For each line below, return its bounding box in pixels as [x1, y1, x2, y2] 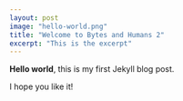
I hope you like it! [9, 81, 74, 92]
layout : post [9, 13, 59, 23]
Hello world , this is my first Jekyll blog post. [9, 64, 175, 75]
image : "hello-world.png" [9, 22, 107, 31]
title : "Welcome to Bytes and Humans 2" [9, 30, 166, 39]
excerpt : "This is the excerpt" [9, 38, 132, 48]
